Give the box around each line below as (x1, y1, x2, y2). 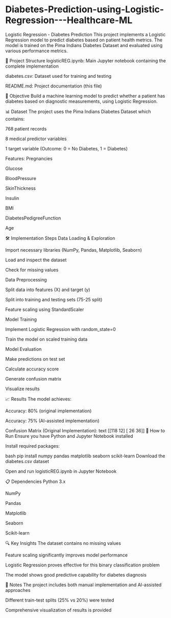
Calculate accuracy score (5, 366, 59, 372)
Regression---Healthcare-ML (5, 14, 133, 26)
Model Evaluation (5, 346, 42, 352)
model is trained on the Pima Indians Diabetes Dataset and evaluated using (5, 42, 163, 48)
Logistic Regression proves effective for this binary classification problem (5, 562, 160, 568)
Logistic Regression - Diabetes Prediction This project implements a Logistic (5, 31, 166, 37)
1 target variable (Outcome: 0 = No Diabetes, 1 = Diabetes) (5, 145, 128, 151)
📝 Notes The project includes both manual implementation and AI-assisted (5, 582, 162, 588)
